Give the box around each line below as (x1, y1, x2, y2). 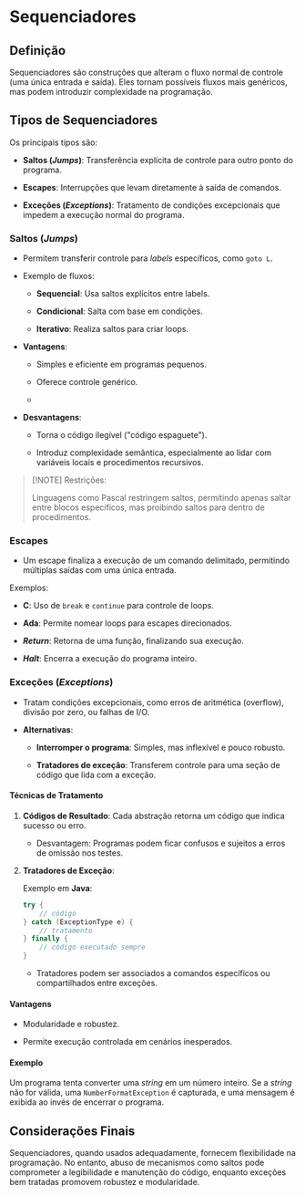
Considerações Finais (9, 1123, 136, 1139)
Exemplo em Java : (22, 882, 93, 893)
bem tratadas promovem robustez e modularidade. (9, 1177, 200, 1188)
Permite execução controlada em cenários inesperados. (22, 1036, 233, 1047)
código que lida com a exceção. (36, 769, 157, 780)
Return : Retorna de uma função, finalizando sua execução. (22, 636, 244, 647)
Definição (9, 43, 66, 58)
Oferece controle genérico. (36, 377, 138, 388)
